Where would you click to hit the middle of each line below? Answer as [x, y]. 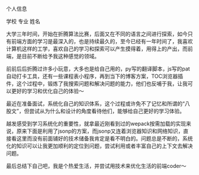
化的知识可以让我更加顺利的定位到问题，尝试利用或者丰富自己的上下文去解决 [99, 146]
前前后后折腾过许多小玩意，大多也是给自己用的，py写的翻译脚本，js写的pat [98, 69]
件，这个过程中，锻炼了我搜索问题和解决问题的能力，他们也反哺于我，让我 [97, 84]
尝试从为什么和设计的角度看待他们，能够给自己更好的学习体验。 [107, 111]
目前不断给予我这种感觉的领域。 [60, 56]
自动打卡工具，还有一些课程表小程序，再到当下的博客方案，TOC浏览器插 [95, 76]
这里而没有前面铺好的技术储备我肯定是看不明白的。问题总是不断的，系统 [105, 139]
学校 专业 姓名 [23, 21]
